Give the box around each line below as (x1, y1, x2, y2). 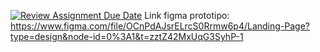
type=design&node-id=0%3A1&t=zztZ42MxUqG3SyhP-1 (10, 31, 244, 42)
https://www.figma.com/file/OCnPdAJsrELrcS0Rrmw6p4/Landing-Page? (10, 20, 311, 32)
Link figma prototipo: (144, 10, 230, 21)
